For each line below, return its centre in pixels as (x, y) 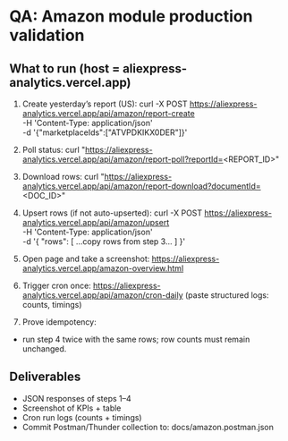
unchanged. (44, 349)
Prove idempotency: (59, 322)
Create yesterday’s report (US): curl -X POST (105, 104)
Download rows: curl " (63, 177)
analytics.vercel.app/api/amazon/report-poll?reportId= (123, 159)
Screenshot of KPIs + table (72, 408)
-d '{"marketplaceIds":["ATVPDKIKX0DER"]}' (105, 132)
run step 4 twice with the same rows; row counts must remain (136, 339)
